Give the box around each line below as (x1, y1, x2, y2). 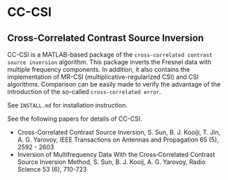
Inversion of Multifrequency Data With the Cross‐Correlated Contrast (17, 151, 215, 158)
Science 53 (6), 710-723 (17, 165, 87, 173)
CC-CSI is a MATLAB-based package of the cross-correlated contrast (7, 50, 213, 59)
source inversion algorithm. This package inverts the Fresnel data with (7, 58, 211, 66)
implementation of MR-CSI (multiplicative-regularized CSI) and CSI (7, 73, 199, 81)
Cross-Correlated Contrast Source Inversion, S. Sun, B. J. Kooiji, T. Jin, (17, 128, 221, 136)
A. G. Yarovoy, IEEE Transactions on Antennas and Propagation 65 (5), (17, 135, 220, 144)
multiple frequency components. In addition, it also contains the (7, 66, 190, 73)
